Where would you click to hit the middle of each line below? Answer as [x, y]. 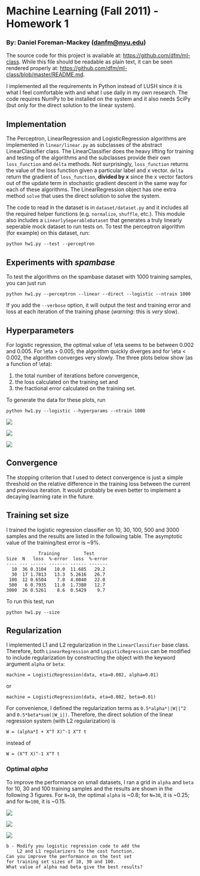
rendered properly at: [32, 68]
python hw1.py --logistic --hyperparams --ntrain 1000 [76, 411]
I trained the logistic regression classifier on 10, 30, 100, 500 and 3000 [93, 530]
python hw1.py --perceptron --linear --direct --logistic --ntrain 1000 [99, 294]
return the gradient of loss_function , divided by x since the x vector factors [100, 177]
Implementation [36, 124]
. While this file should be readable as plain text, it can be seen [96, 62]
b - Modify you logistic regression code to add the [73, 846]
